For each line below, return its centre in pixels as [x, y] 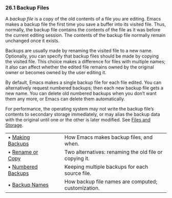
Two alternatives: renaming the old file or [113, 152]
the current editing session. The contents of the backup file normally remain [85, 35]
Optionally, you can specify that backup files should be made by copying [82, 56]
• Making [19, 137]
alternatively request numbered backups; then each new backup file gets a [84, 88]
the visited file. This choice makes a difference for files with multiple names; [85, 62]
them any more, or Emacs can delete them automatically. [65, 99]
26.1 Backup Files [27, 8]
